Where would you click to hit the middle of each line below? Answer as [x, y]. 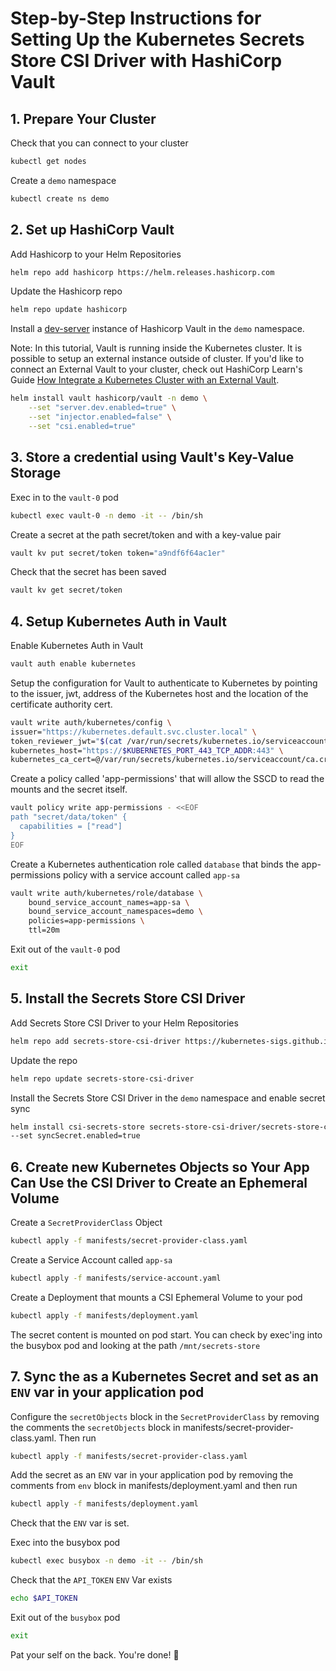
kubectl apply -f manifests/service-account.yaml [116, 1278]
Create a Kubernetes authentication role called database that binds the [155, 864]
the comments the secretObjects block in [95, 1427]
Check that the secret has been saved [88, 572]
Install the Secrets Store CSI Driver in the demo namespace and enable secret [168, 1098]
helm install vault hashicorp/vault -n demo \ [109, 398]
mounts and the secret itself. [69, 789]
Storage [36, 473]
